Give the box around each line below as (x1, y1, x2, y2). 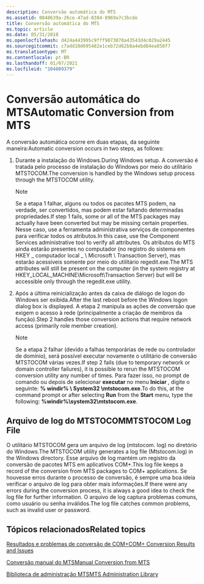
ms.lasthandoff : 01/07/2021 (6, 60, 78, 66)
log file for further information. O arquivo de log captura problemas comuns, (6, 493, 198, 501)
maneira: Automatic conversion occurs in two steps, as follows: (6, 145, 164, 152)
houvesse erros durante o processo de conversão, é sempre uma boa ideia (6, 474, 195, 481)
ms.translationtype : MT (6, 49, 67, 55)
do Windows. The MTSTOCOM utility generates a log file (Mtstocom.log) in (6, 448, 194, 456)
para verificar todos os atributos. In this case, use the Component (15, 232, 179, 240)
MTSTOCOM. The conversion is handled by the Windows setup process (15, 169, 195, 177)
